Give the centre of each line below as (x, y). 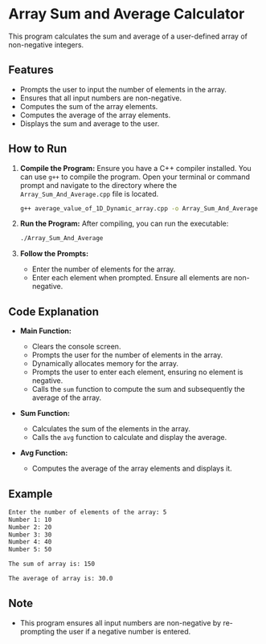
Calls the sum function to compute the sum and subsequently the (138, 389)
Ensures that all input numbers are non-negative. (101, 98)
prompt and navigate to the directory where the (98, 185)
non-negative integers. (46, 44)
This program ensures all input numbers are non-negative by (121, 622)
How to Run (38, 149)
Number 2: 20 (30, 527)
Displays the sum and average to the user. (90, 123)
